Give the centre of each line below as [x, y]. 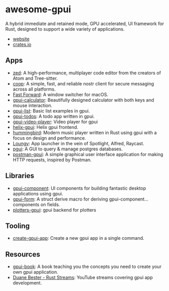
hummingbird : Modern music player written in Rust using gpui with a [85, 132]
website [21, 39]
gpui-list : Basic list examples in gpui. [51, 110]
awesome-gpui [38, 9]
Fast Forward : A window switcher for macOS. [60, 94]
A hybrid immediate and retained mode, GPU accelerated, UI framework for [85, 24]
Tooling [17, 226]
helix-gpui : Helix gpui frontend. [45, 127]
